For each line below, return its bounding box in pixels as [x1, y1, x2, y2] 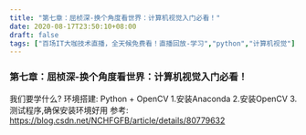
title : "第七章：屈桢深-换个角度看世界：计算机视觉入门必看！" [9, 13, 221, 23]
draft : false [9, 30, 59, 39]
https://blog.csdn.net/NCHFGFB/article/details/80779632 [9, 115, 226, 126]
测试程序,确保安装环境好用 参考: [9, 104, 130, 115]
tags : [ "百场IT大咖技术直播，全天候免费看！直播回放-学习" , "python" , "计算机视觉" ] [9, 38, 296, 48]
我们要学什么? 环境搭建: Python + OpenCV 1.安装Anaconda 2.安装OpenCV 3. [9, 93, 298, 104]
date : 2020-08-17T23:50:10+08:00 [9, 22, 137, 31]
